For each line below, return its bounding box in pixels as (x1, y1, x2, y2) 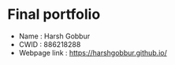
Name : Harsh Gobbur (18, 31, 91, 41)
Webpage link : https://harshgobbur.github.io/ (18, 48, 167, 57)
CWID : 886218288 (18, 39, 81, 49)
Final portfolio (7, 5, 101, 23)
